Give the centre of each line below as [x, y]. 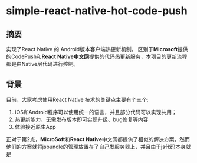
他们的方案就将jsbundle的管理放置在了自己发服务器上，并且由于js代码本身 [96, 147]
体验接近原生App [35, 127]
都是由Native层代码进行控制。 [42, 64]
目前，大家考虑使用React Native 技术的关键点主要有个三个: [77, 99]
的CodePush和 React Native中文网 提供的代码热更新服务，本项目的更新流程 [97, 56]
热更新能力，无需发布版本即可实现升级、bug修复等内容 [81, 119]
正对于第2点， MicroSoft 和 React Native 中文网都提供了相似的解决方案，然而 [98, 139]
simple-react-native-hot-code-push [97, 11]
